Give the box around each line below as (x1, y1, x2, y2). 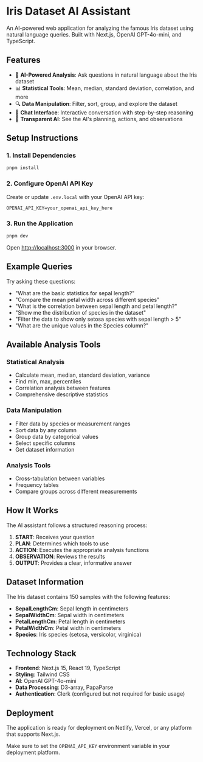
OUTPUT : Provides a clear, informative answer (15, 559, 132, 567)
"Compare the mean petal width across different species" (15, 296, 160, 303)
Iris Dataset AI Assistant (6, 4, 131, 18)
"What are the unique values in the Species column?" (15, 321, 149, 329)
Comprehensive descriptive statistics (15, 391, 108, 398)
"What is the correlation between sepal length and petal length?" (15, 302, 177, 310)
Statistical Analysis (6, 357, 65, 366)
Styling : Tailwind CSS (15, 671, 70, 678)
